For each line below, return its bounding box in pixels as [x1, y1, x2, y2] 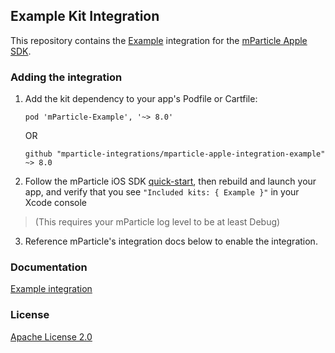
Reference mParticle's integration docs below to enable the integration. [24, 235, 318, 248]
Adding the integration [10, 70, 123, 84]
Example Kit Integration [10, 8, 160, 25]
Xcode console [24, 197, 88, 209]
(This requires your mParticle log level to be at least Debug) [34, 216, 281, 228]
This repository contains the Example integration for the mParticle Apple [10, 34, 308, 46]
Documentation [10, 260, 88, 274]
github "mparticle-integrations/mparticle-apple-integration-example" [24, 149, 326, 159]
